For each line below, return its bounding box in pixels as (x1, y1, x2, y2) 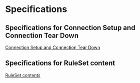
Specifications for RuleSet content (5, 59, 115, 67)
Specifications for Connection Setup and (5, 23, 135, 32)
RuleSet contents (5, 72, 41, 78)
